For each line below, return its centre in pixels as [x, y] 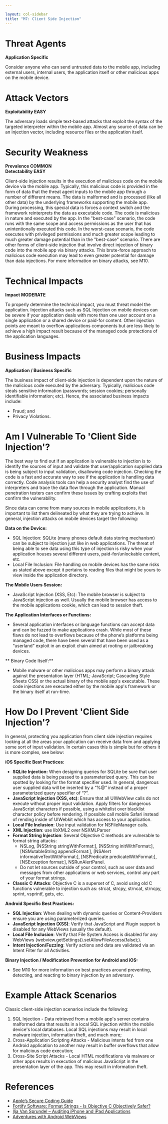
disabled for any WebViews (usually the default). [62, 929]
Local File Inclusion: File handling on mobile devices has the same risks [86, 564]
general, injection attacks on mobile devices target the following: [72, 518]
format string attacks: [34, 841]
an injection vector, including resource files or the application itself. [74, 132]
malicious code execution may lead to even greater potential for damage [80, 255]
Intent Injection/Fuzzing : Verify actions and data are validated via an [83, 945]
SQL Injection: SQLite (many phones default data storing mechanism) [83, 538]
